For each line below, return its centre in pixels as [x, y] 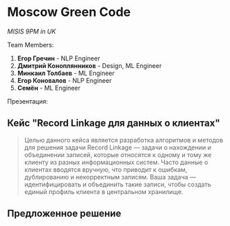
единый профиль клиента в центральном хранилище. [104, 191]
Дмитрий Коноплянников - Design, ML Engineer [89, 65]
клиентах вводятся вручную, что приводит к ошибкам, [106, 169]
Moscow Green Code [69, 12]
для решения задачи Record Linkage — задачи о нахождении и [118, 147]
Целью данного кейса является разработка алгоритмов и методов [124, 140]
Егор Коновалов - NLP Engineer [64, 80]
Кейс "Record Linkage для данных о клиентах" [114, 123]
